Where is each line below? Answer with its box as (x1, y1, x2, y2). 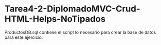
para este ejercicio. (4, 34, 43, 40)
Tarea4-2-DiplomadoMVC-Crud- (4, 3, 141, 14)
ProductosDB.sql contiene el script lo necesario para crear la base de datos (4, 29, 156, 35)
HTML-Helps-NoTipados (4, 13, 106, 24)
